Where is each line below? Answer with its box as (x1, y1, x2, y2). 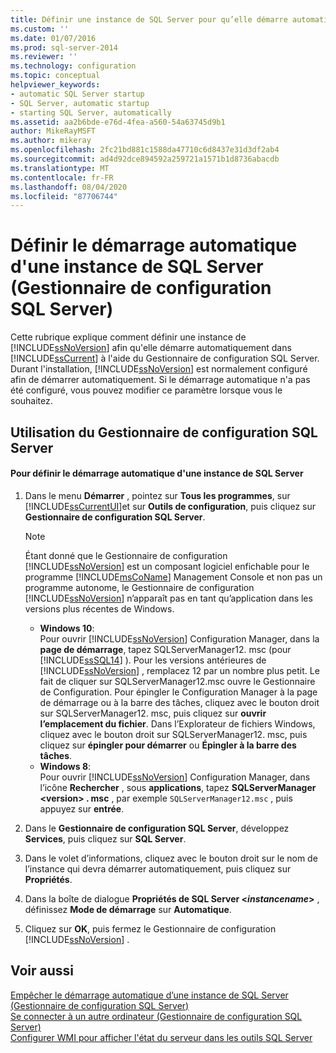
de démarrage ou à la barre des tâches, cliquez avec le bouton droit (39, 696, 320, 708)
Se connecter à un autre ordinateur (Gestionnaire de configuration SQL (10, 1010, 303, 1022)
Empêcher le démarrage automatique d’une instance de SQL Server (10, 989, 289, 1001)
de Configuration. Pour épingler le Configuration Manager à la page (39, 686, 318, 698)
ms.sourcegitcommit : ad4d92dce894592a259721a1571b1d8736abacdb (10, 154, 280, 164)
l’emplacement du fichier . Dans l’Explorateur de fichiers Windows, (39, 717, 316, 730)
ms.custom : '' (10, 24, 70, 34)
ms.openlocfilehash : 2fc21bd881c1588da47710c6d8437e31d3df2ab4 (10, 145, 280, 155)
